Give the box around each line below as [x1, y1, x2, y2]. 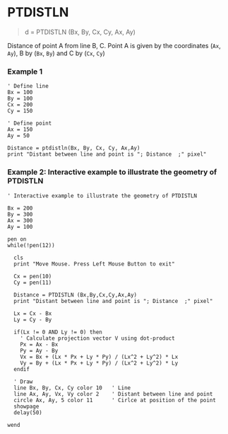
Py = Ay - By [20, 347, 59, 354]
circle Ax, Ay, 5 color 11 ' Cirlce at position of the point [13, 396, 217, 404]
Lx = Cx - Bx [13, 309, 52, 317]
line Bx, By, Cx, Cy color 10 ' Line [13, 384, 131, 392]
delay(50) [13, 409, 42, 416]
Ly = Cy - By [13, 316, 52, 323]
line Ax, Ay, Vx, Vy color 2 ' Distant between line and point [13, 390, 213, 397]
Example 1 [7, 67, 43, 76]
